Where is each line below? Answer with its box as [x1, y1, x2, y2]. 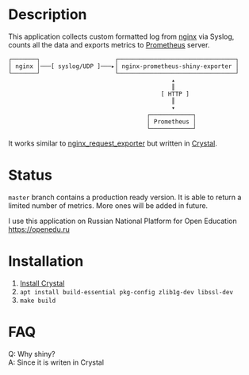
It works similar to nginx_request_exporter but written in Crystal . [8, 138, 218, 148]
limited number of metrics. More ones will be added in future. [8, 200, 209, 210]
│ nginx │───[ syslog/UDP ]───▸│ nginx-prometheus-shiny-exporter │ [8, 62, 239, 70]
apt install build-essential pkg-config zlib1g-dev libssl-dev [19, 288, 234, 296]
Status [8, 166, 53, 184]
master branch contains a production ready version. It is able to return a [8, 192, 242, 202]
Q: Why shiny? [8, 349, 56, 358]
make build [19, 297, 56, 305]
